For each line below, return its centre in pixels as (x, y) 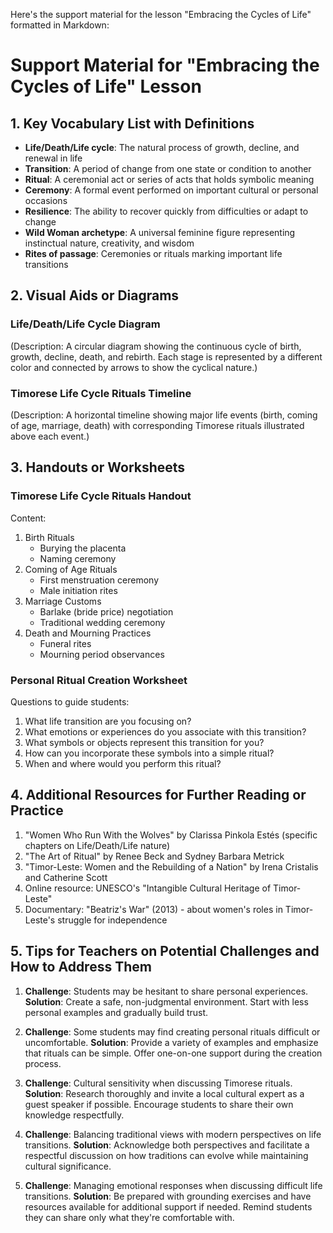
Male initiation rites (78, 590)
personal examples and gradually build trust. (116, 1012)
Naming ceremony (78, 558)
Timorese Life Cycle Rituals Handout (101, 496)
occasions (46, 200)
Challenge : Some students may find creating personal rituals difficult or (172, 1031)
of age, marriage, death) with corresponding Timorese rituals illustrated (157, 425)
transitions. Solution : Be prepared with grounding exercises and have (168, 1196)
